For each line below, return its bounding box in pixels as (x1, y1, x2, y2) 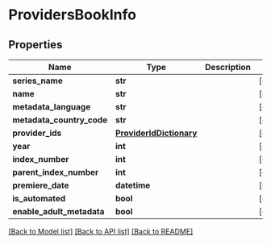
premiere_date (12, 180, 70, 191)
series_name (12, 75, 63, 86)
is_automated (12, 193, 66, 204)
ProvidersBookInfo (8, 6, 137, 24)
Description (205, 62, 252, 72)
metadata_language (12, 101, 91, 112)
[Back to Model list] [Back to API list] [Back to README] (8, 227, 194, 236)
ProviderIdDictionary (115, 127, 198, 139)
